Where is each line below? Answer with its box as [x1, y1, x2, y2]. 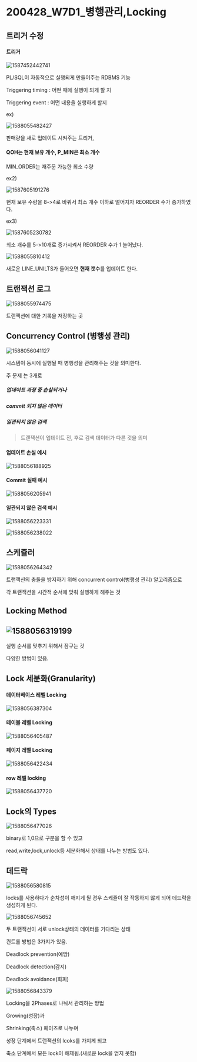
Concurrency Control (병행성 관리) [6, 331, 131, 341]
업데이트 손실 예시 [6, 448, 47, 456]
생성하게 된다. [6, 901, 38, 908]
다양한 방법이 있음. [6, 655, 49, 662]
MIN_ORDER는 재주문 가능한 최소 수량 [6, 163, 94, 170]
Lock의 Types [6, 806, 57, 816]
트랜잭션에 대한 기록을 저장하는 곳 [6, 312, 84, 319]
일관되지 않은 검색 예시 [6, 504, 58, 512]
